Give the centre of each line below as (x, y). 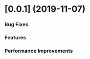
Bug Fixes (17, 25)
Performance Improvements (39, 51)
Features (15, 38)
